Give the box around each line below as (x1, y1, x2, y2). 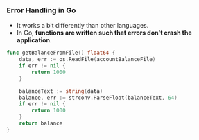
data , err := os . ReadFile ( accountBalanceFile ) (19, 56, 156, 63)
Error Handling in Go (6, 6, 76, 15)
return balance (19, 120, 63, 127)
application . (16, 36, 52, 44)
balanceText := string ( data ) (19, 87, 103, 95)
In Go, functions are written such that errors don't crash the (16, 28, 192, 37)
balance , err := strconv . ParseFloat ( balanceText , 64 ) (19, 94, 178, 101)
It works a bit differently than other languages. (16, 21, 149, 30)
